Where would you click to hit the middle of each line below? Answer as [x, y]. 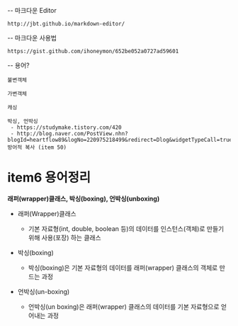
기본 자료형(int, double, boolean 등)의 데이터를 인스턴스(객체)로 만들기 [126, 228]
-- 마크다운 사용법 [32, 38]
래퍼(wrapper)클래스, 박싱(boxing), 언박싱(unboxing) [84, 198]
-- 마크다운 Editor [32, 10]
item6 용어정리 [49, 178]
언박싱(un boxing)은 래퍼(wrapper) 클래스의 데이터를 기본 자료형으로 [124, 306]
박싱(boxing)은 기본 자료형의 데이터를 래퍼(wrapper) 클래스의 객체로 [123, 267]
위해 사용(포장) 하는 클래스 [64, 237]
